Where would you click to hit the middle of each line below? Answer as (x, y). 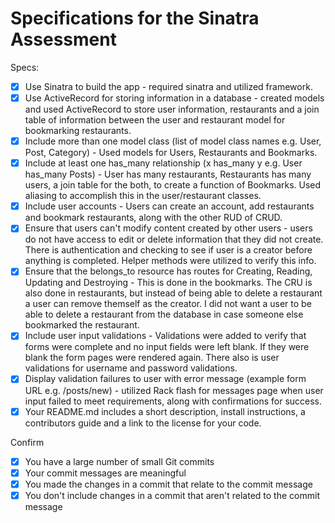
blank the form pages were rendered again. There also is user (152, 358)
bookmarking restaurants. (78, 131)
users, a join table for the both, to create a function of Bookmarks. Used (173, 185)
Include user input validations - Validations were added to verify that (165, 336)
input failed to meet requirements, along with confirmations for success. (173, 401)
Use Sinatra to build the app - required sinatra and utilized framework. (168, 86)
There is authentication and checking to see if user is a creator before (168, 250)
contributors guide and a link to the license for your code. (143, 423)
